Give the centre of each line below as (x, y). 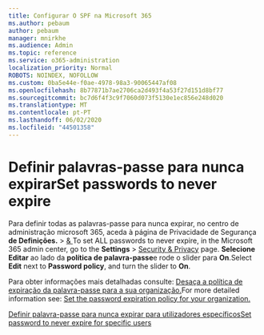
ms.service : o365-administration (64, 61)
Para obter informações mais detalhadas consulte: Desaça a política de (126, 281)
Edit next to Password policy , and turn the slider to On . (100, 266)
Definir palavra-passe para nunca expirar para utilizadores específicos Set (130, 314)
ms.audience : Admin (41, 46)
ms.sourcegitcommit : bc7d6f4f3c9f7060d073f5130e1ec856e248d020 (116, 98)
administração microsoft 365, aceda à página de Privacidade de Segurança (132, 232)
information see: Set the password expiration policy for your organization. (129, 298)
